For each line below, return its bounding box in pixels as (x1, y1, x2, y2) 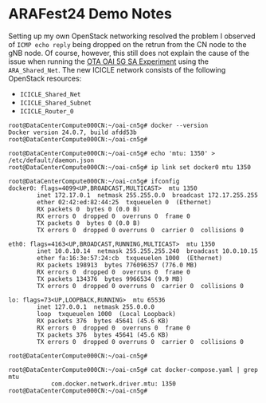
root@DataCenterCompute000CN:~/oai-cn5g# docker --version (8, 121, 209, 129)
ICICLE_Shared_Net (19, 90, 81, 98)
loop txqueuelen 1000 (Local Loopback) (37, 310, 177, 318)
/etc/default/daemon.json (8, 156, 94, 164)
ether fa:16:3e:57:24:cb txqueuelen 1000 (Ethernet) (37, 254, 223, 262)
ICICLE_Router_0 (19, 107, 74, 116)
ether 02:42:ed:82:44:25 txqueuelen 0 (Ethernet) (37, 198, 213, 206)
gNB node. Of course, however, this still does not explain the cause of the (8, 48, 249, 57)
